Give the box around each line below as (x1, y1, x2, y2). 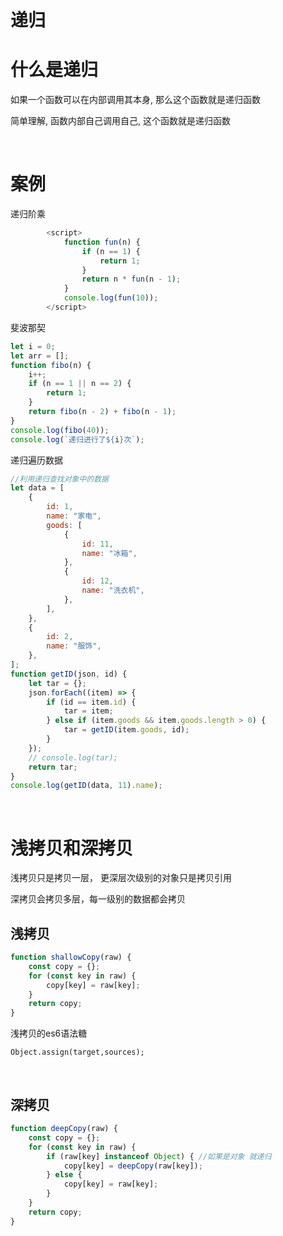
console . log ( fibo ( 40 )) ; (10, 425, 110, 435)
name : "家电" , (46, 511, 102, 521)
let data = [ (10, 483, 65, 493)
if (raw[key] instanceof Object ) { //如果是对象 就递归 (46, 1151, 272, 1161)
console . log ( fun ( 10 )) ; (63, 293, 159, 303)
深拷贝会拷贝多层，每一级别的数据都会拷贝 (10, 893, 186, 905)
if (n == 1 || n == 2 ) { (28, 379, 132, 389)
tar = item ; (63, 706, 114, 716)
